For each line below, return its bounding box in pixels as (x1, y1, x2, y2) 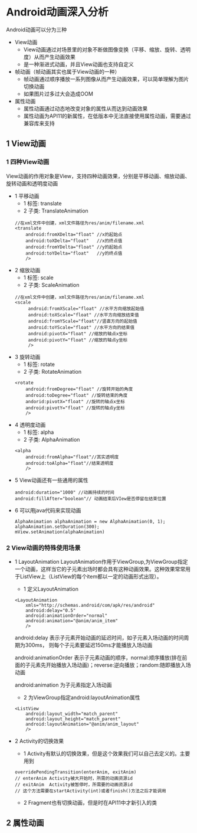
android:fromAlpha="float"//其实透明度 (25, 454, 119, 460)
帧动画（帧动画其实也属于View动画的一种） (14, 68, 120, 75)
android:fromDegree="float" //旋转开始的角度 (25, 386, 133, 392)
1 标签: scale (23, 274, 54, 281)
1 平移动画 (14, 192, 40, 200)
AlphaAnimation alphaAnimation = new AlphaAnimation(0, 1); (14, 518, 166, 524)
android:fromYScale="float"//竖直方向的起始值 (28, 318, 137, 324)
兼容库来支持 (23, 119, 55, 127)
